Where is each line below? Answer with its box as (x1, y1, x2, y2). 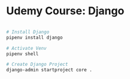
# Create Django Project (6, 61, 68, 68)
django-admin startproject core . (6, 67, 93, 73)
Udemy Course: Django (6, 4, 125, 18)
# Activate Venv (6, 45, 47, 51)
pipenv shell (6, 50, 39, 57)
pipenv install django (6, 34, 63, 40)
